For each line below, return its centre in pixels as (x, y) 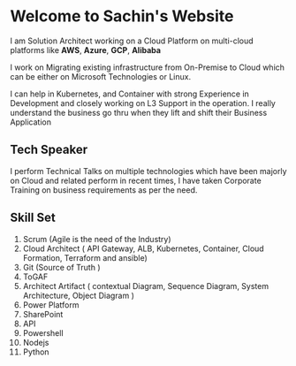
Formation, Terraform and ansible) (85, 257)
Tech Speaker (49, 150)
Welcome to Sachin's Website (122, 16)
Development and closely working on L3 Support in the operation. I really (143, 103)
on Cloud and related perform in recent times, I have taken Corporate (136, 180)
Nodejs (36, 342)
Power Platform (51, 305)
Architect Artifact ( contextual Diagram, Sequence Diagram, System (145, 286)
